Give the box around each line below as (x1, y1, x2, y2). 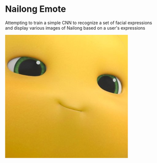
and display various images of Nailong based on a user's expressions (5, 25, 146, 31)
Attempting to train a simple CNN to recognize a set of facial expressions (5, 20, 152, 26)
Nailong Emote (5, 3, 66, 15)
